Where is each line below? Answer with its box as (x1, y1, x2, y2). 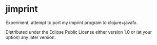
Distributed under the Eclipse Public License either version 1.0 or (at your (5, 29, 152, 35)
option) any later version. (5, 34, 56, 40)
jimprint (5, 3, 38, 15)
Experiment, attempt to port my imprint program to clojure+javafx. (5, 20, 138, 25)
